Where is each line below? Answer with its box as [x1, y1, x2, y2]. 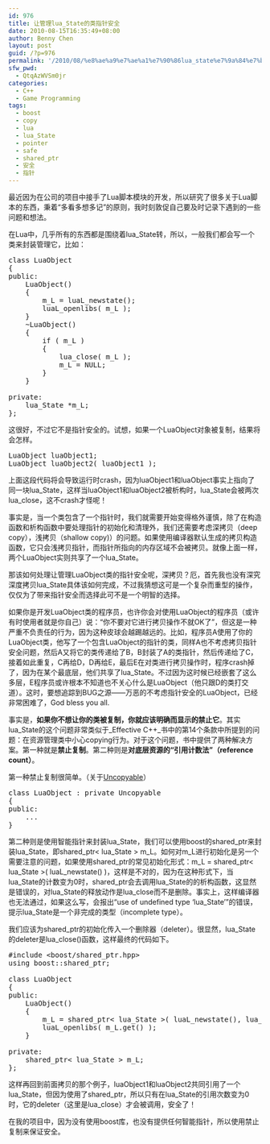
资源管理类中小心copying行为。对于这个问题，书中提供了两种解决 [29, 735, 247, 744]
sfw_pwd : [8, 64, 38, 73]
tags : [8, 102, 27, 110]
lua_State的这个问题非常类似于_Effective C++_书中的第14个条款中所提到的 [8, 725, 253, 734]
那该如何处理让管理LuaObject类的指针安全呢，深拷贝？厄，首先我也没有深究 [8, 570, 261, 579]
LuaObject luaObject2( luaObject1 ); [8, 459, 157, 468]
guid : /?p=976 [8, 49, 56, 57]
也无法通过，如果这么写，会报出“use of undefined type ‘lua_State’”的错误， [8, 897, 257, 906]
